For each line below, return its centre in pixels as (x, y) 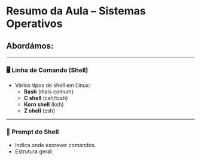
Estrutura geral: (34, 151)
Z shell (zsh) (39, 111)
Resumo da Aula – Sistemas (76, 11)
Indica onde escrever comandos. (55, 145)
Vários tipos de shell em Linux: (53, 86)
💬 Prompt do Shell (33, 132)
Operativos (34, 24)
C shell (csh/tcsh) (46, 98)
